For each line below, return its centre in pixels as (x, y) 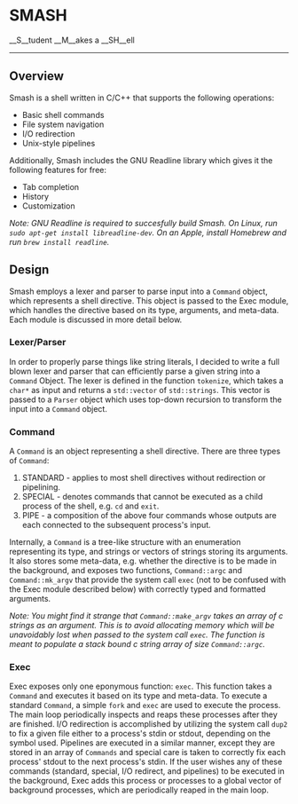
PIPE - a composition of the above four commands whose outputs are (149, 516)
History (35, 196)
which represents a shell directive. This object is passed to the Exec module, (149, 300)
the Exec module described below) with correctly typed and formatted (137, 589)
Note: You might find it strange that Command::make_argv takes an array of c (146, 616)
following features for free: (58, 169)
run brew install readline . (59, 241)
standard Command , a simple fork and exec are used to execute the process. (145, 705)
